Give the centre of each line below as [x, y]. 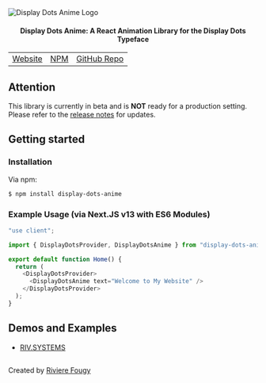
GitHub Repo [100, 59]
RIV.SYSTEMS [42, 347]
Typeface [133, 39]
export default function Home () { [65, 259]
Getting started [47, 139]
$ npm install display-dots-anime [65, 193]
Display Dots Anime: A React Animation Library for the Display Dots [133, 30]
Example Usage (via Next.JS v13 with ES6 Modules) [109, 214]
